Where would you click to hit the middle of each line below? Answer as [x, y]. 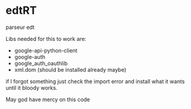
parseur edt [20, 27]
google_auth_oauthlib [41, 63]
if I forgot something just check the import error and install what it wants [95, 81]
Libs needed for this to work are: [46, 39]
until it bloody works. [32, 87]
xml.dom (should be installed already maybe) [70, 69]
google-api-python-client [46, 50]
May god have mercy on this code [48, 99]
